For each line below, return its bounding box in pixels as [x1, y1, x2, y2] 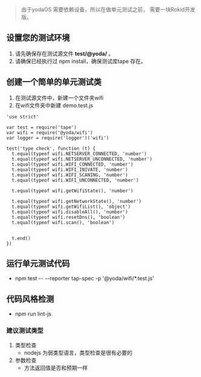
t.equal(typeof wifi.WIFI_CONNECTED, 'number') [11, 161, 134, 167]
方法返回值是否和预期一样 [24, 364, 88, 371]
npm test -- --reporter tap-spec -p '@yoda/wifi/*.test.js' [14, 275, 155, 282]
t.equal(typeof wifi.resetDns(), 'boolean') [11, 214, 126, 220]
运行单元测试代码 [6, 259, 70, 269]
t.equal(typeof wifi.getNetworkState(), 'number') [11, 198, 142, 204]
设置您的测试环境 [6, 33, 70, 43]
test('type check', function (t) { [6, 145, 96, 152]
